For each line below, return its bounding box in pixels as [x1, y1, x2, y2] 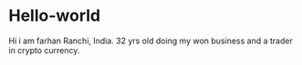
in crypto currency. [8, 44, 80, 55]
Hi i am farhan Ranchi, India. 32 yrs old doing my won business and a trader [8, 35, 293, 46]
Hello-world [8, 5, 101, 26]
